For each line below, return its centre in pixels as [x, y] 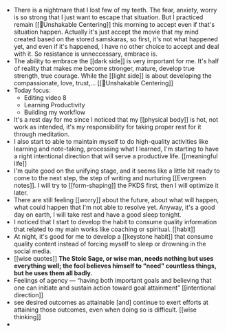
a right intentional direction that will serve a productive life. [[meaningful [116, 156]
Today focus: [32, 90]
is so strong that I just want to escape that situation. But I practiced [108, 17]
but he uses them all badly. [53, 273]
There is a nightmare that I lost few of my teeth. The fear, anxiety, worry [115, 10]
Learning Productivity [54, 105]
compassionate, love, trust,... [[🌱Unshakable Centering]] [94, 83]
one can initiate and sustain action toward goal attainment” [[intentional [115, 288]
